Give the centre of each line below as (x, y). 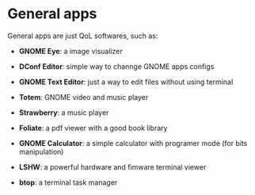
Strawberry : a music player (64, 113)
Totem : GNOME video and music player (84, 97)
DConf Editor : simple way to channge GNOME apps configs (116, 66)
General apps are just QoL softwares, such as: (83, 36)
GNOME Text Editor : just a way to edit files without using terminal (126, 82)
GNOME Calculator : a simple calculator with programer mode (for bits (133, 143)
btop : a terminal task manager (68, 182)
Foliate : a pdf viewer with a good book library (93, 128)
